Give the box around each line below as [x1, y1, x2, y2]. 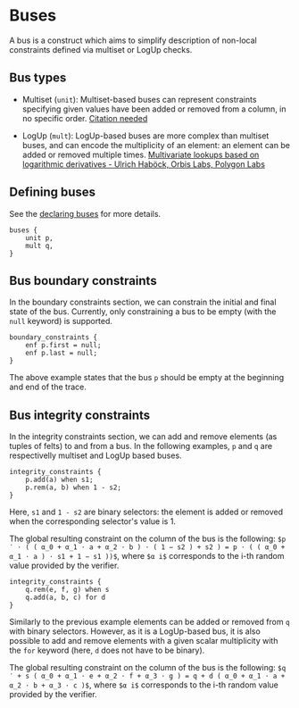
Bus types [9, 71, 67, 86]
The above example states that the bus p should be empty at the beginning [9, 372, 285, 383]
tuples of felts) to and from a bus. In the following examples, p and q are [9, 441, 273, 452]
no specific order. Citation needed [21, 112, 148, 123]
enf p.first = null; [25, 341, 102, 350]
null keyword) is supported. [9, 316, 113, 327]
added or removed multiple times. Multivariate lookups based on [21, 149, 260, 160]
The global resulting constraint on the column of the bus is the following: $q [9, 662, 287, 673]
